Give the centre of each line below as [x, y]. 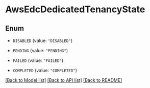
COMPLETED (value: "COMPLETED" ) [45, 70]
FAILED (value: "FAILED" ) [38, 60]
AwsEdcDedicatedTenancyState [75, 9]
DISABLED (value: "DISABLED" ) [43, 40]
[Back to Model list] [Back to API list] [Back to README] [64, 80]
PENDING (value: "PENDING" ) [40, 50]
